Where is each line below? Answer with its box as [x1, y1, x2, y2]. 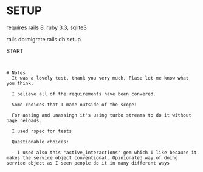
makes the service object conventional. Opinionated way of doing [6, 154, 178, 161]
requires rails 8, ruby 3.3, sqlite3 [6, 24, 87, 31]
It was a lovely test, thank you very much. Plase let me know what [12, 75, 189, 81]
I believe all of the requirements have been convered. [12, 91, 156, 97]
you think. [6, 80, 34, 86]
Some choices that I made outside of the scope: [12, 101, 137, 108]
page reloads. [6, 117, 43, 123]
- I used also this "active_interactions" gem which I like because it [12, 150, 198, 156]
